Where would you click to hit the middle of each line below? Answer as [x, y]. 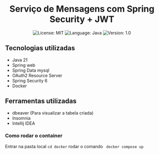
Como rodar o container [34, 136]
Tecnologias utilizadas [40, 48]
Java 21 [20, 60]
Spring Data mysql [31, 70]
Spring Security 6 [30, 80]
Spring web [24, 65]
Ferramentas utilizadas [41, 101]
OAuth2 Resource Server [37, 75]
